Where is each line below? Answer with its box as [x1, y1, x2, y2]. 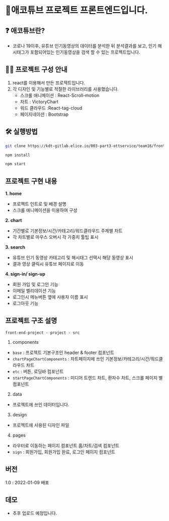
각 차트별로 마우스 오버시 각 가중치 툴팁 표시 [12, 234, 99, 240]
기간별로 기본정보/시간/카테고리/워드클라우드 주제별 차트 [12, 228, 123, 234]
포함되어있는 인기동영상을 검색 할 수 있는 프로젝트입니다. [30, 49, 140, 55]
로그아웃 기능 [12, 300, 39, 306]
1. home [5, 190, 22, 197]
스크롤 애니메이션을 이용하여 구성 [12, 207, 77, 214]
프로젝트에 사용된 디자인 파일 [12, 422, 69, 428]
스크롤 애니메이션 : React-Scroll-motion [20, 92, 100, 98]
